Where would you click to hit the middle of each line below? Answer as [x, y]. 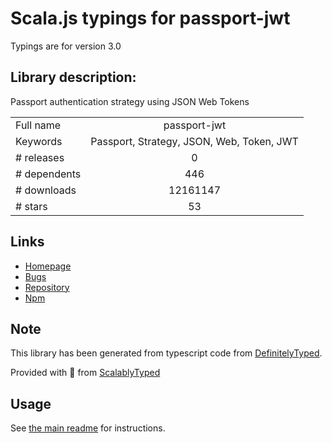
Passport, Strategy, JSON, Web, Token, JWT [194, 141]
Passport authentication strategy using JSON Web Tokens [130, 101]
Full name [38, 125]
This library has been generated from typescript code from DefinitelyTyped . [166, 353]
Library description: [73, 77]
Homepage [48, 266]
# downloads [46, 190]
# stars [31, 206]
